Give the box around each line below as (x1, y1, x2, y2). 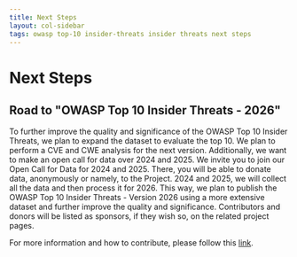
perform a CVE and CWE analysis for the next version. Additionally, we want (9, 145, 287, 156)
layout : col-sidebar (9, 21, 86, 30)
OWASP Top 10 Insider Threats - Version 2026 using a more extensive (9, 192, 265, 203)
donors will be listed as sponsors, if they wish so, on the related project (9, 211, 270, 222)
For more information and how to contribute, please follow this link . (9, 238, 254, 248)
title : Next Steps (9, 12, 77, 22)
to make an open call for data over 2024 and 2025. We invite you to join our (9, 154, 285, 165)
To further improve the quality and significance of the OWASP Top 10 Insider (9, 126, 288, 137)
